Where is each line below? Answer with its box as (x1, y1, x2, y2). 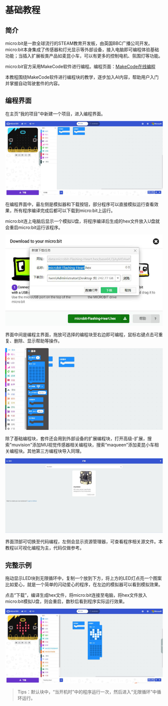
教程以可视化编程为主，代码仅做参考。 (5, 545, 84, 551)
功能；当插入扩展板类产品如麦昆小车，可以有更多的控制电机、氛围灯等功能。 (5, 53, 163, 59)
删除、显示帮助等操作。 (13, 338, 62, 344)
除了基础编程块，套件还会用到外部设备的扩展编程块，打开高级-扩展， (5, 435, 147, 441)
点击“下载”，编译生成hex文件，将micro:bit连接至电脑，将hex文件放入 (5, 592, 147, 598)
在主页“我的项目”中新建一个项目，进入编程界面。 (5, 111, 106, 117)
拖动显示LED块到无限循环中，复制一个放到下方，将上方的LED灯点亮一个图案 (5, 575, 162, 581)
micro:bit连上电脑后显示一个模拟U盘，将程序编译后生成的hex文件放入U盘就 (5, 218, 160, 224)
